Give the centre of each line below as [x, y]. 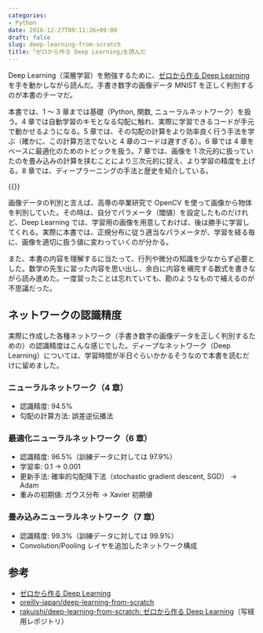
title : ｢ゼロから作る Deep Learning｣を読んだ [77, 52]
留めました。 [42, 365]
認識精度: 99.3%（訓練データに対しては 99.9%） [99, 535]
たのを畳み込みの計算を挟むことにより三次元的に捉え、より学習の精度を [125, 161]
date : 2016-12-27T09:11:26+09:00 [63, 30]
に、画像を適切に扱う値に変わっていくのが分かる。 [90, 242]
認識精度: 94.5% [46, 407]
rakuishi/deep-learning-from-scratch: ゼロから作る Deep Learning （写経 [137, 611]
